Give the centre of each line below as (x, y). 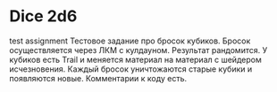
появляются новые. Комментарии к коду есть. (98, 78)
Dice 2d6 (43, 16)
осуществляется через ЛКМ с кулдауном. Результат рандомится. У (138, 50)
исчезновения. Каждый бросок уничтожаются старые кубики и (131, 69)
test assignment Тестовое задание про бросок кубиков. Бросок (130, 41)
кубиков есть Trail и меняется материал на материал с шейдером (135, 59)
